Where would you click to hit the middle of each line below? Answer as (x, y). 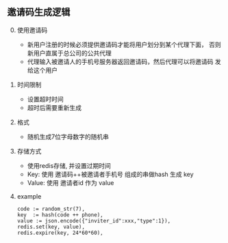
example (29, 196)
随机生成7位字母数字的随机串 (68, 137)
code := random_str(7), (51, 209)
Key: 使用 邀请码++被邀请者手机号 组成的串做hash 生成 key (110, 174)
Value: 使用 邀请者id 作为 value (71, 182)
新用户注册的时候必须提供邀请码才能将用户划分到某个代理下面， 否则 (124, 44)
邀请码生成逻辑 (39, 12)
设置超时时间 (45, 99)
